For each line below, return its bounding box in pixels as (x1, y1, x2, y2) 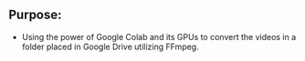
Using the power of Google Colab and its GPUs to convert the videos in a (21, 31, 297, 42)
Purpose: (8, 7, 62, 23)
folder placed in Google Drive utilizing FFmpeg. (21, 41, 199, 52)
